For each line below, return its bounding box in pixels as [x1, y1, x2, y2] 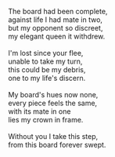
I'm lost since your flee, [8, 49, 84, 57]
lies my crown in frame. [8, 115, 84, 124]
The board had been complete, [8, 7, 108, 16]
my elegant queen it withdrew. [8, 31, 106, 41]
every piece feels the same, [8, 98, 98, 108]
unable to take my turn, [8, 57, 83, 66]
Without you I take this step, [8, 132, 99, 141]
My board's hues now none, [8, 90, 99, 99]
